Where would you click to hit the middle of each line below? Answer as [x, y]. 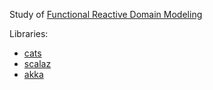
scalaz [37, 63]
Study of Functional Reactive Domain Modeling [106, 14]
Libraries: [29, 33]
